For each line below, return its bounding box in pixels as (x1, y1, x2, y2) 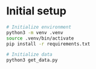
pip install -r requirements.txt (6, 41, 91, 47)
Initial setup (6, 4, 66, 18)
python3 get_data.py (6, 57, 59, 64)
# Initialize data (6, 52, 53, 58)
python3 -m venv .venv (6, 29, 63, 35)
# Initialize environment (6, 24, 71, 30)
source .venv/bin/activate (6, 35, 74, 41)
